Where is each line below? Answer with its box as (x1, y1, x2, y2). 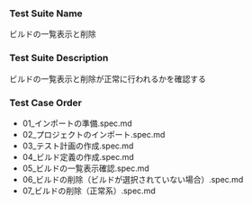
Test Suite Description (9, 52, 109, 65)
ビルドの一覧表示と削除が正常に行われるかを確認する (9, 73, 207, 84)
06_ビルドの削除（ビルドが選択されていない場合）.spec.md (22, 174, 244, 184)
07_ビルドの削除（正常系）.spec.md (22, 185, 156, 196)
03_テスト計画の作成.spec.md (22, 140, 134, 151)
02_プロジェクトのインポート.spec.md (22, 129, 166, 139)
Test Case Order (9, 96, 83, 109)
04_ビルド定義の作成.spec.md (22, 151, 135, 162)
